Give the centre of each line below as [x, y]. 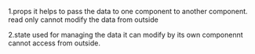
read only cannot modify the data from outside [83, 20]
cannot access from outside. [54, 43]
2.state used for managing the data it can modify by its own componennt [126, 35]
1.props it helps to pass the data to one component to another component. [128, 11]
